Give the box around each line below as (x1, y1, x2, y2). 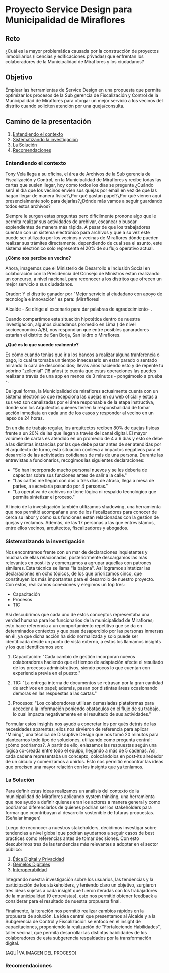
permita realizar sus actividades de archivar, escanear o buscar (5, 218, 137, 225)
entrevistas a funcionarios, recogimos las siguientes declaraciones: (5, 457, 145, 463)
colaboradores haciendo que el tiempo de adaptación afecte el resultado (12, 659, 163, 666)
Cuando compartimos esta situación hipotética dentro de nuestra (5, 316, 140, 322)
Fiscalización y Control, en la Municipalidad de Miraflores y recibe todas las (5, 176, 162, 183)
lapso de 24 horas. (5, 415, 44, 421)
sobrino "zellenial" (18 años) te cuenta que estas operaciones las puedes (5, 368, 157, 374)
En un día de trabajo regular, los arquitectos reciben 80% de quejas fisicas (5, 425, 159, 431)
